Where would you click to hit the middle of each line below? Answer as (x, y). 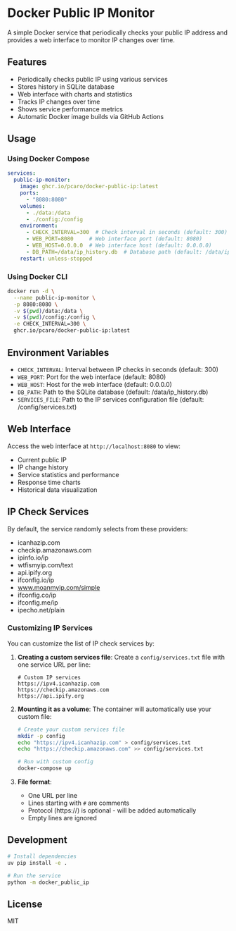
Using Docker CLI (38, 276)
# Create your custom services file (71, 729)
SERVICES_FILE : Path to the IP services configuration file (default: (111, 399)
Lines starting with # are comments (79, 803)
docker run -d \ (31, 291)
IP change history (43, 467)
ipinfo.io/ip (33, 557)
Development (38, 840)
